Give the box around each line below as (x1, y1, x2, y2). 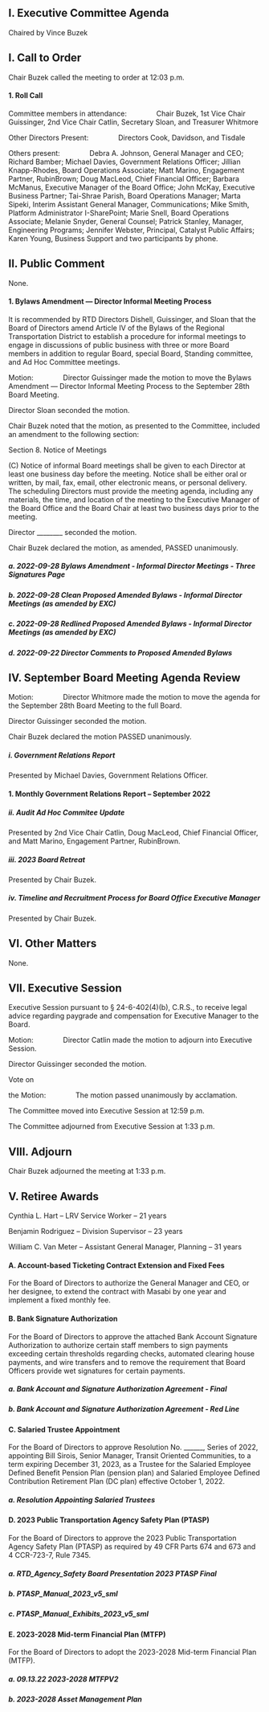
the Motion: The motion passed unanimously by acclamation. (8, 1090, 238, 1100)
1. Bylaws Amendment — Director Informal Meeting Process (8, 296, 212, 306)
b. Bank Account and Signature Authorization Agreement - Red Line (8, 1404, 239, 1414)
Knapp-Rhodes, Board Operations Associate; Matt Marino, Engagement (8, 165, 245, 175)
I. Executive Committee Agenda (8, 6, 169, 20)
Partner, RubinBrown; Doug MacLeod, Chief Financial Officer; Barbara (8, 174, 239, 183)
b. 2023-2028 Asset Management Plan (8, 1694, 143, 1704)
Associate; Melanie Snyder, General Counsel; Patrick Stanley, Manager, (8, 216, 244, 226)
